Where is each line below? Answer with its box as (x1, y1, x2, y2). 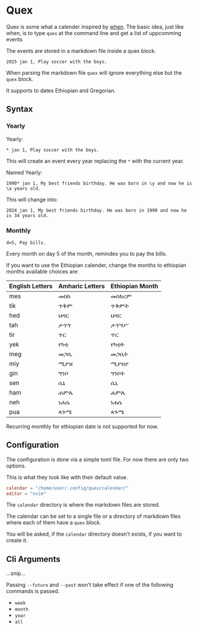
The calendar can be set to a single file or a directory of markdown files (6, 513, 181, 520)
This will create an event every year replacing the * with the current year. (6, 157, 184, 164)
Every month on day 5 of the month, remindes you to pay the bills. (6, 250, 167, 257)
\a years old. (6, 185, 41, 192)
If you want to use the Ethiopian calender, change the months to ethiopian (6, 262, 187, 269)
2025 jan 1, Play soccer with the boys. (6, 59, 108, 65)
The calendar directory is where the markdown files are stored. (6, 501, 160, 508)
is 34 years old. (6, 212, 49, 218)
